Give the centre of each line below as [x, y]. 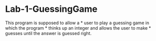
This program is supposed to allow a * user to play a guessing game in [77, 23]
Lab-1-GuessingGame [51, 9]
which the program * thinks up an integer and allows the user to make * [78, 28]
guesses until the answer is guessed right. [48, 33]
